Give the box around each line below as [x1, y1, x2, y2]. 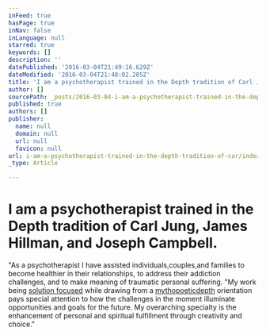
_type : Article [8, 160, 59, 167]
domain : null [15, 129, 59, 137]
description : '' [8, 56, 62, 64]
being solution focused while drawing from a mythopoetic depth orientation [8, 286, 253, 295]
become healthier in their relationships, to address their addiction [8, 269, 221, 279]
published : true [8, 100, 62, 108]
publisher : [8, 115, 44, 123]
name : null [15, 122, 51, 130]
